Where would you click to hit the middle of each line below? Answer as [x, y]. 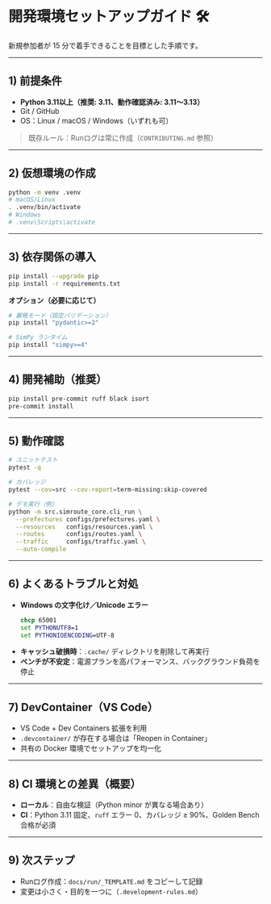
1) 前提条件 [35, 81]
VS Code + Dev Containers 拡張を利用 [83, 728]
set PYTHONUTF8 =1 [49, 628]
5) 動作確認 [36, 441]
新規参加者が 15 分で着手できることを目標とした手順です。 [106, 45]
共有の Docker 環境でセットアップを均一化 [90, 748]
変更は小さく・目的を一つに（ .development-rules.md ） [111, 891]
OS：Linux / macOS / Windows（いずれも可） [96, 120]
